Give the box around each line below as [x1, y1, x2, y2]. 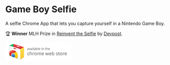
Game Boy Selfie [5, 4, 77, 15]
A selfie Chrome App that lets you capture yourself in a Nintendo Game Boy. [5, 20, 165, 26]
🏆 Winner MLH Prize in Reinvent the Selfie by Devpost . [5, 30, 123, 37]
